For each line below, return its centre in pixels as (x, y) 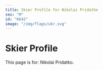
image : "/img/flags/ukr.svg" (36, 24)
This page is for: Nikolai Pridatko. (40, 62)
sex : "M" (14, 14)
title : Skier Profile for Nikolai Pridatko (52, 10)
